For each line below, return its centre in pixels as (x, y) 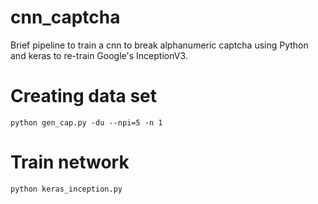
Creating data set (84, 96)
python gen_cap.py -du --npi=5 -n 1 (86, 122)
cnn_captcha (65, 17)
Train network (70, 162)
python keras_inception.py (66, 189)
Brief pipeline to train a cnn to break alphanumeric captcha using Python (159, 45)
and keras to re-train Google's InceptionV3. (99, 55)
